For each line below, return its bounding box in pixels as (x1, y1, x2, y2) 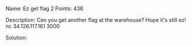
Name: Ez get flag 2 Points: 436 (5, 5, 84, 12)
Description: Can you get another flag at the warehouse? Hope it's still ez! (5, 17, 187, 23)
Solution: (5, 34, 27, 41)
